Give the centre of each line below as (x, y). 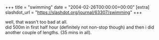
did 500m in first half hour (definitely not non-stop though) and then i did (80, 27)
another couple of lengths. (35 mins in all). (48, 32)
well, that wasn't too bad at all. (37, 22)
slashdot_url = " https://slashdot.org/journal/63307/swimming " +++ (74, 12)
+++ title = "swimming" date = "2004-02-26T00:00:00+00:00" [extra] (78, 7)
